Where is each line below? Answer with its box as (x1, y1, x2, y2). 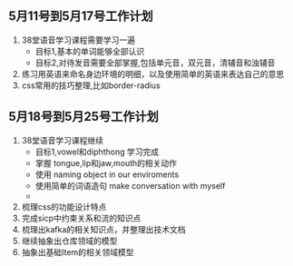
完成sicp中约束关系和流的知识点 (21, 212, 142, 223)
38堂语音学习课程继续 (21, 134, 104, 145)
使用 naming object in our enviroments (34, 169, 180, 180)
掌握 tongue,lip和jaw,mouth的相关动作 (34, 157, 178, 168)
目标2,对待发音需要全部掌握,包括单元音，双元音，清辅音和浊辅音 (34, 57, 276, 68)
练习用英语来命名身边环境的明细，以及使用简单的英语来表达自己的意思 (21, 68, 285, 79)
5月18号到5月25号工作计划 (8, 109, 160, 124)
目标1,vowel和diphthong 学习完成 (34, 146, 160, 157)
